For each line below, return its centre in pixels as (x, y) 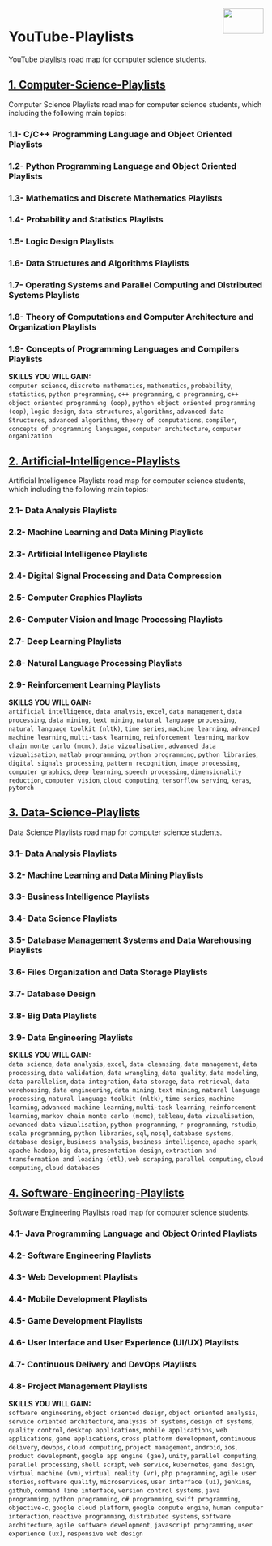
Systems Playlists (44, 296)
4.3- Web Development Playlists (73, 1276)
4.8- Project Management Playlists (78, 1386)
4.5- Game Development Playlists (76, 1320)
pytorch (21, 788)
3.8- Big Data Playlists (53, 1016)
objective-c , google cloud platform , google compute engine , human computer (136, 1507)
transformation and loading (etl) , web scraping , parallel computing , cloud (136, 1159)
